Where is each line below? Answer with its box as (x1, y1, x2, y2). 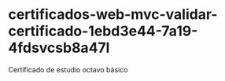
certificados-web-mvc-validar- (8, 6, 218, 24)
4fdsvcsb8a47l (8, 39, 110, 57)
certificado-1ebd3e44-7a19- (8, 22, 198, 40)
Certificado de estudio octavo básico (8, 64, 128, 74)
